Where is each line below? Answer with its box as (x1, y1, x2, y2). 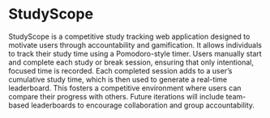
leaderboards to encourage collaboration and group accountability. (31, 100, 255, 110)
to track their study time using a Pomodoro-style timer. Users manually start (8, 48, 262, 58)
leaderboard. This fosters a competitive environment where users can (8, 82, 242, 93)
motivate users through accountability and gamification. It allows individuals (8, 40, 262, 49)
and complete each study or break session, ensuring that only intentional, (8, 57, 254, 67)
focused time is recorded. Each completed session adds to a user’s (8, 65, 233, 75)
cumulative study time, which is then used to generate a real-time (8, 74, 228, 84)
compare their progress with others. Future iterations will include (8, 91, 225, 101)
